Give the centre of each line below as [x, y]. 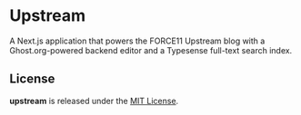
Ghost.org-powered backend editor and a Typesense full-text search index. [151, 50]
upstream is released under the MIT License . [94, 101]
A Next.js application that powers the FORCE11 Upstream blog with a [137, 41]
